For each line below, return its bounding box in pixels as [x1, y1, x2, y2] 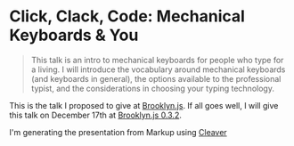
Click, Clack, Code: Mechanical [9, 6, 245, 27]
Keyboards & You [9, 25, 139, 45]
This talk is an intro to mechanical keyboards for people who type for [30, 54, 284, 65]
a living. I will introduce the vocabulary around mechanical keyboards [30, 64, 286, 75]
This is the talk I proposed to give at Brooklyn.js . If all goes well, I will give [9, 100, 279, 110]
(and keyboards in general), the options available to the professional [30, 73, 282, 84]
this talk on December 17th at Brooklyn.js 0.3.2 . [9, 109, 183, 120]
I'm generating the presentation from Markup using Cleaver [9, 126, 227, 137]
